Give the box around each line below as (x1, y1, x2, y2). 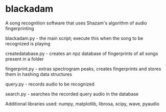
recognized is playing (5, 40, 51, 46)
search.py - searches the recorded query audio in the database (5, 91, 139, 97)
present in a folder (5, 55, 44, 62)
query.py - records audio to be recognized (5, 81, 94, 87)
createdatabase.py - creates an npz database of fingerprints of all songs (5, 50, 158, 57)
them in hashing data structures (5, 71, 73, 77)
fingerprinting (5, 25, 34, 31)
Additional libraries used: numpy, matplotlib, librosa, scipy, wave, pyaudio (5, 100, 160, 107)
